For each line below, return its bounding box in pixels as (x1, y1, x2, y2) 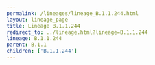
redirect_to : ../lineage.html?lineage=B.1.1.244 (6, 28, 148, 36)
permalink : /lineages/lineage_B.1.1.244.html (6, 9, 139, 17)
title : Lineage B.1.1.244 (6, 22, 80, 29)
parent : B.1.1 (6, 41, 47, 48)
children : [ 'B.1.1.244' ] (6, 48, 77, 55)
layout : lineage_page (6, 16, 69, 23)
